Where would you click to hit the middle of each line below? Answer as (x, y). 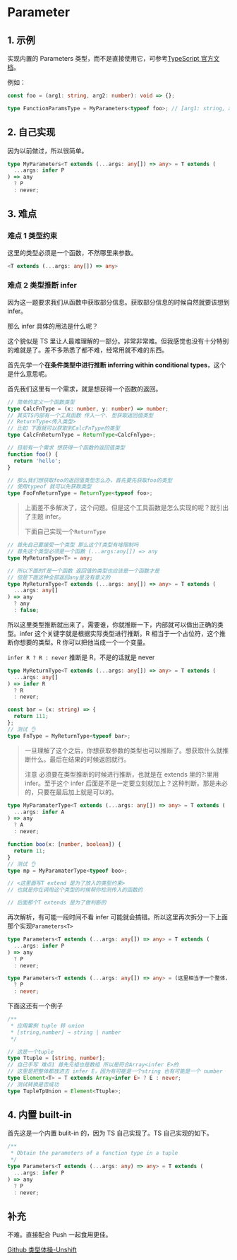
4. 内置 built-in (39, 1115)
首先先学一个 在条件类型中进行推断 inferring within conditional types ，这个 (117, 365)
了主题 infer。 (44, 517)
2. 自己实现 (31, 133)
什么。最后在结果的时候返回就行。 (80, 759)
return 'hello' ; (37, 461)
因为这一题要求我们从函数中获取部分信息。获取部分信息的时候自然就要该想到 (119, 302)
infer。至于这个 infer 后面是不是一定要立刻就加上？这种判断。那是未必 (126, 783)
